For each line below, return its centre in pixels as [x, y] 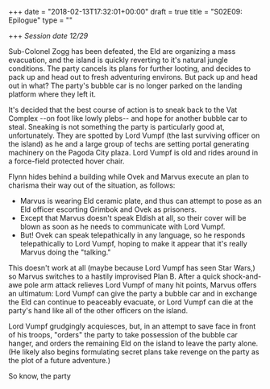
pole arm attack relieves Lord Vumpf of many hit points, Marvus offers [140, 285]
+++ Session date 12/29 [48, 36]
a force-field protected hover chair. [66, 161]
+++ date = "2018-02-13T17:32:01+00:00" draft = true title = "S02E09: [126, 12]
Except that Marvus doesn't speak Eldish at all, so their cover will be [133, 218]
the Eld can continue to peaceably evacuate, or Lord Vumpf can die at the [131, 302]
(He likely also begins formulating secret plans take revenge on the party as [134, 352]
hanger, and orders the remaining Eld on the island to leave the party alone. [133, 343]
